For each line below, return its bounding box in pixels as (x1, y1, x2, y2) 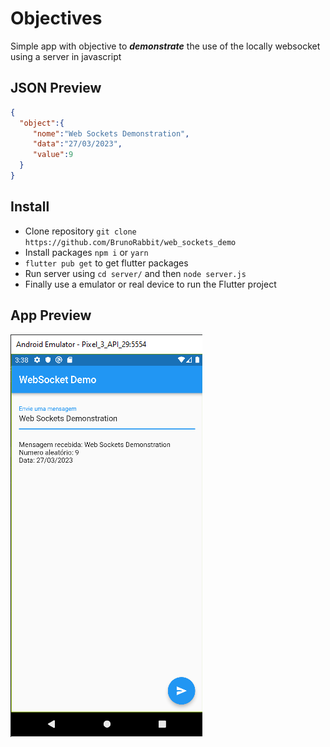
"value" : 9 (32, 150, 74, 160)
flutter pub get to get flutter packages (24, 257, 189, 269)
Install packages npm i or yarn (24, 246, 149, 258)
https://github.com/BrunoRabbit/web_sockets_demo (24, 237, 237, 247)
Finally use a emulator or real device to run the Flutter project (24, 278, 277, 290)
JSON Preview (10, 80, 102, 97)
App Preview (10, 307, 92, 324)
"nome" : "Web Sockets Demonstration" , (32, 128, 190, 139)
